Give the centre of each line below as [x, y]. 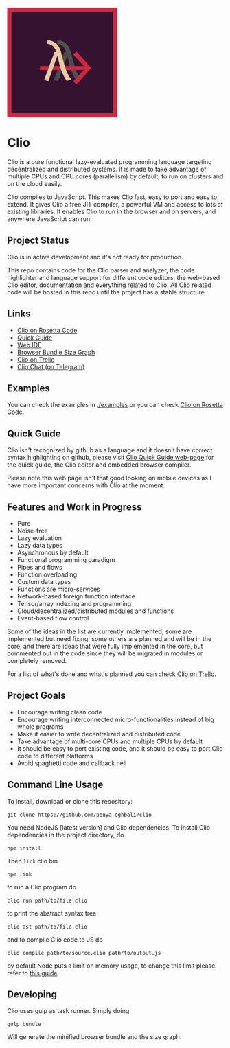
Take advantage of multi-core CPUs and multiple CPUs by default [110, 741]
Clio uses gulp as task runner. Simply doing [68, 1011]
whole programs [40, 726]
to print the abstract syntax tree [52, 913]
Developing [32, 995]
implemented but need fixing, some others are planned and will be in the [110, 639]
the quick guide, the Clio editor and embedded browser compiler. [99, 465]
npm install [24, 848]
